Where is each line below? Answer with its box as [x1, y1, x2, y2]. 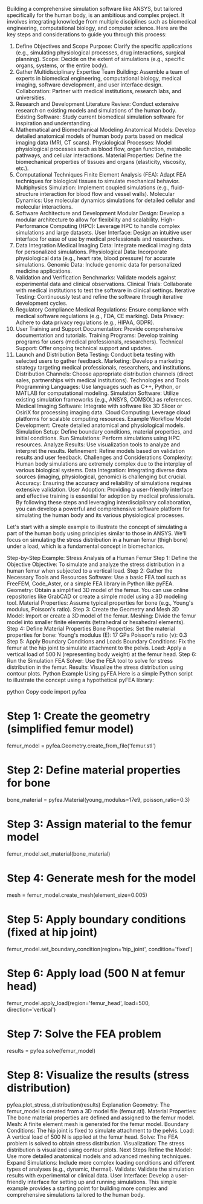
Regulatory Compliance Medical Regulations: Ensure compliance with [15, 306, 189, 313]
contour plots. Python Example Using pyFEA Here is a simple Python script [7, 670, 193, 677]
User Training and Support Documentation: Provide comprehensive [15, 325, 183, 332]
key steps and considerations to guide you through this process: [7, 31, 167, 38]
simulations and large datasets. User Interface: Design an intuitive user [15, 229, 192, 236]
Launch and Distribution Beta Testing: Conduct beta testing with [15, 351, 175, 358]
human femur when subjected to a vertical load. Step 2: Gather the [7, 567, 173, 574]
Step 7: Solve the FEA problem [7, 1027, 162, 1041]
